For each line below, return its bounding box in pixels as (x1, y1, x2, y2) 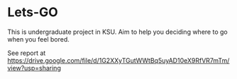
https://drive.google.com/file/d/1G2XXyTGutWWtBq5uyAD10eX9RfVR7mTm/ (7, 56, 230, 64)
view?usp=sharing (7, 63, 62, 72)
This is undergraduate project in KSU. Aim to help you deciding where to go (7, 28, 228, 36)
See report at (7, 49, 46, 57)
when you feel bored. (7, 35, 70, 43)
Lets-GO (7, 4, 58, 20)
